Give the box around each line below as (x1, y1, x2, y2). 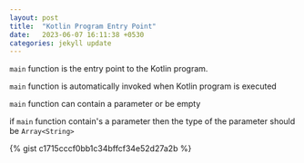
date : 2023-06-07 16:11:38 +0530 (9, 30, 145, 39)
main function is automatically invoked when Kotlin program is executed (9, 81, 278, 91)
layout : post (9, 13, 59, 23)
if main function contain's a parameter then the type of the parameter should (9, 116, 296, 127)
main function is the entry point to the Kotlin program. (9, 63, 208, 74)
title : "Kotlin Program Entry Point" (9, 22, 157, 31)
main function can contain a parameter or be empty (9, 99, 201, 110)
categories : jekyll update (9, 38, 112, 48)
